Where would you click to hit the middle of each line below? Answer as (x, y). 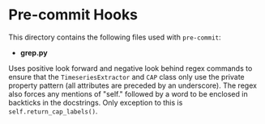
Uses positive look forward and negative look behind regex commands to (130, 68)
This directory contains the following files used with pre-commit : (115, 37)
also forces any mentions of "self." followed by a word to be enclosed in (128, 93)
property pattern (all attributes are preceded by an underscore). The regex (133, 85)
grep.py (34, 52)
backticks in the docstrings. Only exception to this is (96, 102)
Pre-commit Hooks (73, 15)
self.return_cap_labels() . (53, 111)
